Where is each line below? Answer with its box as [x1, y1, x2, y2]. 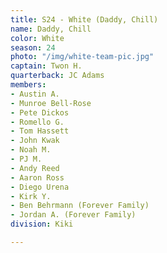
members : [10, 80, 47, 90]
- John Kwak [10, 136, 60, 146]
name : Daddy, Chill [10, 24, 92, 34]
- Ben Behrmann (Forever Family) [10, 201, 150, 211]
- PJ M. [10, 154, 43, 164]
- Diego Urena [10, 182, 70, 192]
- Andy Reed [10, 163, 60, 173]
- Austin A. [10, 89, 60, 99]
